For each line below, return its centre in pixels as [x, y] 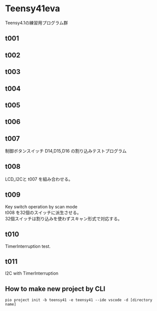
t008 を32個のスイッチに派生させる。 [43, 212]
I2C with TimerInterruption [32, 273]
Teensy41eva [33, 9]
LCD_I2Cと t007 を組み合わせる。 [39, 179]
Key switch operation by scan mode [41, 207]
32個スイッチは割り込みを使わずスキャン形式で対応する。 [64, 218]
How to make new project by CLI [55, 289]
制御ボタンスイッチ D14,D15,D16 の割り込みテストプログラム [66, 151]
